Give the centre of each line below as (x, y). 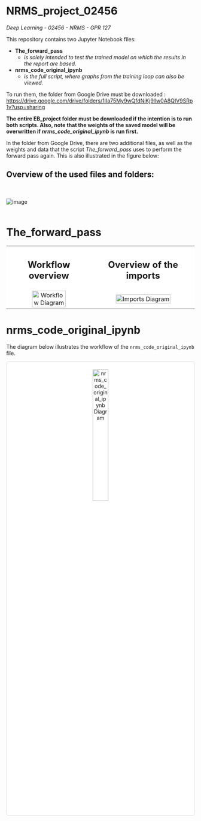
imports (143, 276)
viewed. (33, 83)
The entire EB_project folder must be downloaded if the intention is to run (99, 119)
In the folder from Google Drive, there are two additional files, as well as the (99, 143)
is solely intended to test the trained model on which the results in (105, 57)
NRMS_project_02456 (62, 11)
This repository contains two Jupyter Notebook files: (71, 39)
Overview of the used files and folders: (80, 175)
